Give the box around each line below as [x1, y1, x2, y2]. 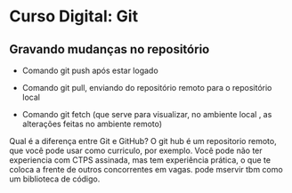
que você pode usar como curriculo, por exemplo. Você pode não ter [9, 145, 263, 156]
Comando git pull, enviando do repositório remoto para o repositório [21, 83, 272, 92]
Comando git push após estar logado [21, 65, 158, 76]
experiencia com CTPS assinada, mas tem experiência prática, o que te [9, 155, 272, 165]
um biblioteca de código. [9, 173, 101, 184]
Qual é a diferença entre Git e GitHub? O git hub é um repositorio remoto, [9, 136, 278, 146]
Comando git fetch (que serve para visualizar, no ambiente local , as [21, 109, 272, 119]
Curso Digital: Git [9, 6, 139, 27]
